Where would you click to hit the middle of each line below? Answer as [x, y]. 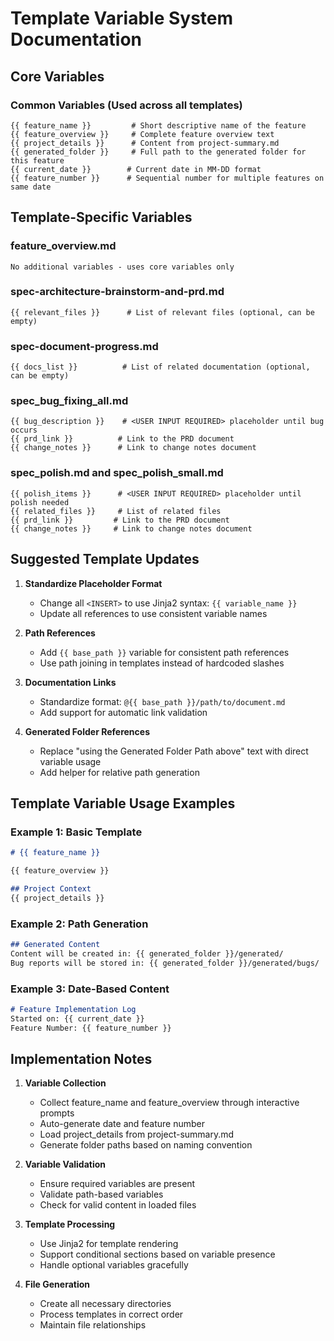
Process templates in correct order [111, 1314]
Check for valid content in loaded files [118, 1205]
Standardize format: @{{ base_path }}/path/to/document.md [162, 701]
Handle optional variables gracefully [114, 1265]
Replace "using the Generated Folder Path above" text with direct [174, 751]
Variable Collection [65, 1083]
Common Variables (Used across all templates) [126, 105]
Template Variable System [122, 18]
